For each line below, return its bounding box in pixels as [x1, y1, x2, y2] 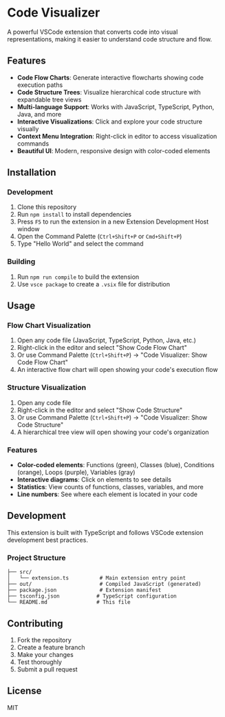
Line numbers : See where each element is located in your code [17, 490, 198, 498]
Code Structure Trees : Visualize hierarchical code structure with [17, 88, 201, 96]
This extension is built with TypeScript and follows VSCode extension [7, 528, 204, 536]
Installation [7, 167, 56, 179]
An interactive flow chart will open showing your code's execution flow [17, 366, 218, 374]
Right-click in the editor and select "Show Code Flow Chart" [17, 344, 187, 352]
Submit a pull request [17, 665, 78, 674]
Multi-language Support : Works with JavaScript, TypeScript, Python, [17, 102, 215, 111]
